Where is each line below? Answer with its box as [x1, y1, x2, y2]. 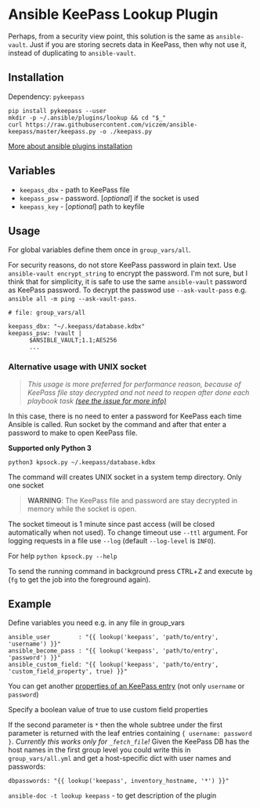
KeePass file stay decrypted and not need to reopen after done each [27, 387, 250, 397]
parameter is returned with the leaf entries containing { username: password [8, 729, 252, 738]
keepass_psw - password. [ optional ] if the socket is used [19, 193, 200, 203]
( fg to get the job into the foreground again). [8, 575, 151, 584]
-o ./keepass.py [99, 127, 153, 135]
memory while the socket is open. [27, 504, 137, 514]
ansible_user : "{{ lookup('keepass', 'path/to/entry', [8, 634, 219, 642]
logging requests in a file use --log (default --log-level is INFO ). [8, 536, 216, 545]
